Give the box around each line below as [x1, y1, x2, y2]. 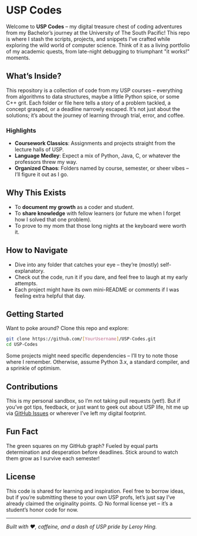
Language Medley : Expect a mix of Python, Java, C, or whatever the [14, 152, 181, 159]
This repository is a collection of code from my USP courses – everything [6, 86, 183, 94]
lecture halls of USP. [14, 146, 64, 153]
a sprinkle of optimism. [6, 365, 62, 372]
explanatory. [14, 267, 45, 274]
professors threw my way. [14, 159, 77, 166]
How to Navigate [6, 245, 69, 255]
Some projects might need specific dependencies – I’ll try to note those [6, 352, 178, 359]
